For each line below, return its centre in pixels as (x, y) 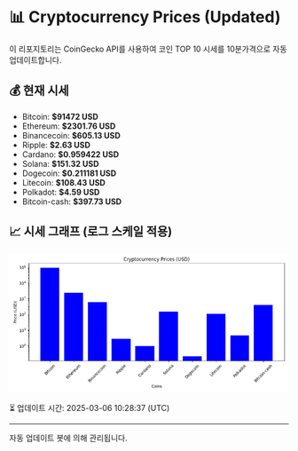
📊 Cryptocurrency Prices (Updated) (145, 17)
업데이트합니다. (35, 59)
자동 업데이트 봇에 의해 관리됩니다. (68, 438)
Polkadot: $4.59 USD (61, 192)
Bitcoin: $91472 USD (60, 116)
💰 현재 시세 (39, 91)
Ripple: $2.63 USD (56, 145)
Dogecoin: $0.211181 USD (69, 173)
